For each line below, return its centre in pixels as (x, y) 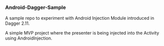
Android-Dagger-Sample (36, 7)
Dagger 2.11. (18, 23)
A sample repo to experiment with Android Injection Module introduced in (80, 18)
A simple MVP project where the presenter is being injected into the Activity (82, 33)
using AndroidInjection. (29, 38)
